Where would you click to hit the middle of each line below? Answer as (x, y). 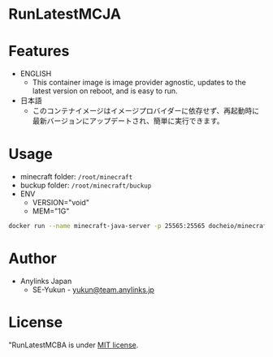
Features (39, 52)
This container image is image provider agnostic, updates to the (139, 83)
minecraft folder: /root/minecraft (76, 177)
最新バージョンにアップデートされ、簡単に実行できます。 (128, 121)
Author (32, 258)
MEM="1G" (51, 211)
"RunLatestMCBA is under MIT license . (74, 345)
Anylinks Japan (46, 281)
